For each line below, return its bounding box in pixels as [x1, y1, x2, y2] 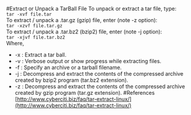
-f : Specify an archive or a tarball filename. [14, 64, 122, 71]
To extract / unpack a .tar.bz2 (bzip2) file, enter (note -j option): [6, 28, 162, 35]
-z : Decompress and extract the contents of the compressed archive [14, 83, 185, 90]
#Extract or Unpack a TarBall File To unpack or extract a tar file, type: [6, 5, 177, 12]
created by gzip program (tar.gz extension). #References [14, 89, 155, 96]
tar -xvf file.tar [6, 11, 52, 17]
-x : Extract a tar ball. [14, 51, 67, 58]
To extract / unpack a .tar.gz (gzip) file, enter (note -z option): [6, 17, 158, 23]
